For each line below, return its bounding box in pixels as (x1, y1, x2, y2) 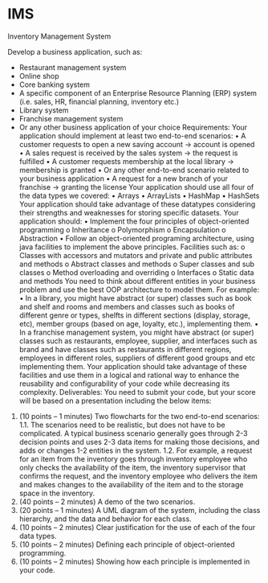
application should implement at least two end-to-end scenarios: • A (18, 130, 246, 141)
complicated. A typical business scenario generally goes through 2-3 (18, 428, 248, 438)
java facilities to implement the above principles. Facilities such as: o (18, 242, 246, 252)
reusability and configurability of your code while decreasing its (18, 379, 230, 388)
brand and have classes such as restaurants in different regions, (18, 344, 232, 354)
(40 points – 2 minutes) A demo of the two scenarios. (18, 496, 196, 507)
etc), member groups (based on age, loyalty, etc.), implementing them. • (18, 318, 259, 328)
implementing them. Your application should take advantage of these (18, 361, 247, 371)
